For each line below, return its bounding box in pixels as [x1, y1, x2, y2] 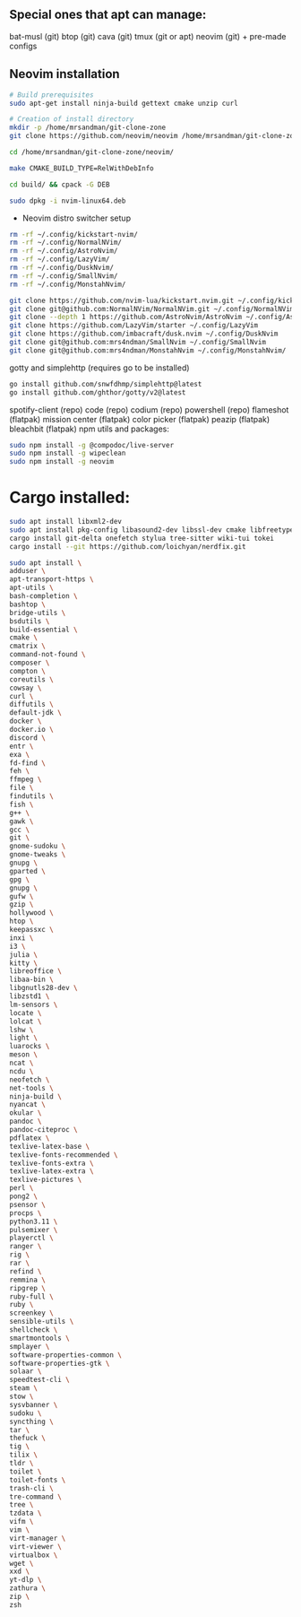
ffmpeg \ [9, 775, 42, 784]
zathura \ [9, 1584, 47, 1593]
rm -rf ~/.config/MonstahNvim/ [9, 280, 126, 289]
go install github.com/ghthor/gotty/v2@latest [9, 387, 186, 397]
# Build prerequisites [9, 90, 94, 100]
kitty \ [9, 959, 39, 968]
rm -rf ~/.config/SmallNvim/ [9, 271, 118, 281]
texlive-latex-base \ [9, 1142, 90, 1151]
